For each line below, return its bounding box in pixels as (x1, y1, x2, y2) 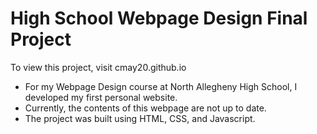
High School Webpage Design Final (10, 7, 308, 30)
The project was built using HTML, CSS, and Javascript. (24, 112, 256, 124)
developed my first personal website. (24, 91, 178, 103)
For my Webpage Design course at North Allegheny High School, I (24, 80, 298, 92)
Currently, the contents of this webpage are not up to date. (24, 102, 267, 114)
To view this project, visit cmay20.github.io (10, 61, 187, 73)
